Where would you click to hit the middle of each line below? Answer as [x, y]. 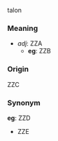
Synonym [24, 102]
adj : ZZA [30, 43]
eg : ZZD [19, 118]
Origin [18, 69]
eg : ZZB [39, 51]
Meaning [23, 28]
